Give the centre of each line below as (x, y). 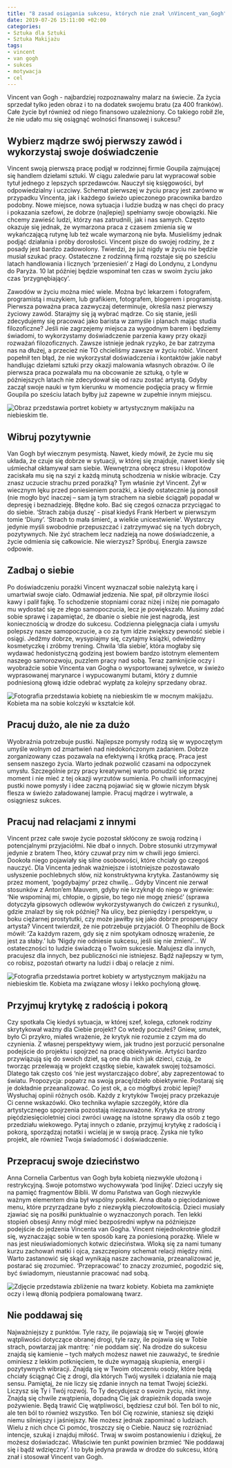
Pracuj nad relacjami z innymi (72, 822)
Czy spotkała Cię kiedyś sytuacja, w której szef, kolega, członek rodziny (109, 1022)
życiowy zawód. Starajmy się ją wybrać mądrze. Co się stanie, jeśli (102, 314)
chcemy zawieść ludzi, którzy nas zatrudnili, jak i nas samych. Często (106, 220)
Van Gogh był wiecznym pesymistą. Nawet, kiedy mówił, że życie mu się (110, 453)
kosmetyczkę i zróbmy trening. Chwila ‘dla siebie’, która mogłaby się (104, 645)
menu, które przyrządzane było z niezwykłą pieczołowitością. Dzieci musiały (116, 1207)
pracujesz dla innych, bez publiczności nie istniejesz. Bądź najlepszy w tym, (116, 956)
